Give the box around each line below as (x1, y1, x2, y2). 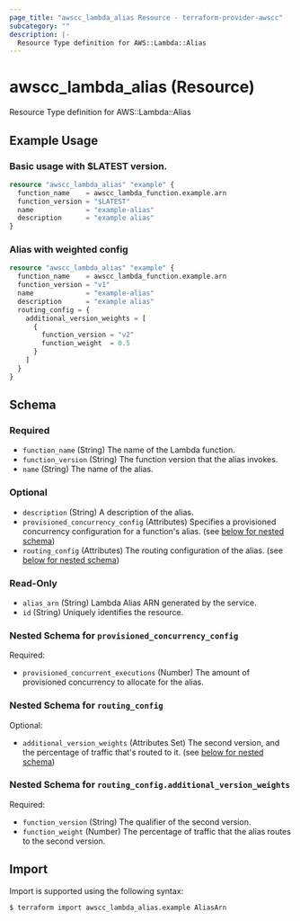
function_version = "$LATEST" (17, 197, 130, 206)
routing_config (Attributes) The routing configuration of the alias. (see (22, 545, 284, 556)
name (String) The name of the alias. (22, 464, 154, 475)
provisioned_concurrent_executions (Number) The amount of (22, 667, 250, 678)
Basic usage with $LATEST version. (9, 159, 168, 172)
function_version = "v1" (17, 281, 110, 290)
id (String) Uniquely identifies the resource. (22, 606, 184, 617)
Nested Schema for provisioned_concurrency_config (9, 629, 239, 641)
